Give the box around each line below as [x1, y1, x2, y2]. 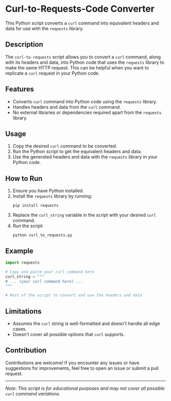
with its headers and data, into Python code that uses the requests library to [5, 59, 164, 65]
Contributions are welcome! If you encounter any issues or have [5, 360, 139, 366]
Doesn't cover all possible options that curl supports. [12, 332, 125, 338]
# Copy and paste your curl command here [5, 269, 95, 274]
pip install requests [12, 203, 59, 208]
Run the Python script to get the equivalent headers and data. [12, 149, 142, 155]
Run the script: [12, 223, 44, 229]
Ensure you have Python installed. [12, 187, 84, 194]
